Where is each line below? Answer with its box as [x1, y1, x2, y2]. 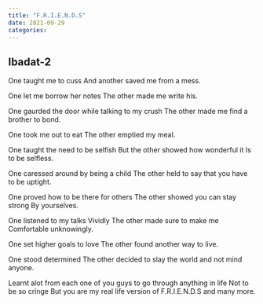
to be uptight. [8, 178, 52, 187]
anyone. [8, 263, 35, 273]
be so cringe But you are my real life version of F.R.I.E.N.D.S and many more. [8, 287, 256, 296]
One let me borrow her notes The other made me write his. [8, 91, 198, 101]
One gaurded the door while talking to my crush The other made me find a [8, 107, 249, 116]
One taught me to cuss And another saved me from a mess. [8, 76, 202, 86]
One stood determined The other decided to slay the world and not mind [8, 255, 243, 264]
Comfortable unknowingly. [8, 225, 94, 234]
